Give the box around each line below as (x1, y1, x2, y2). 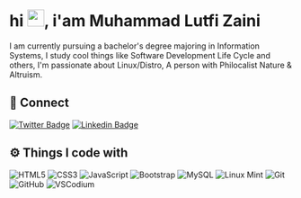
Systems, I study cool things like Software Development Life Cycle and (9, 49, 271, 60)
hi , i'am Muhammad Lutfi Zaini (9, 11, 261, 31)
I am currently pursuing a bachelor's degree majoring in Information (9, 40, 261, 51)
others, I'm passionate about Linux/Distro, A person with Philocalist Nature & (9, 59, 292, 70)
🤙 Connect (9, 95, 69, 111)
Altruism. (9, 68, 43, 80)
